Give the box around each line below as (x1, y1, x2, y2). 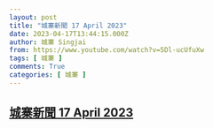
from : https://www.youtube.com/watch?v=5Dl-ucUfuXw (9, 46, 204, 55)
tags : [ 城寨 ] (9, 54, 63, 63)
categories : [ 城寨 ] (9, 71, 87, 79)
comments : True (9, 63, 66, 72)
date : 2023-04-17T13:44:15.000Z (9, 29, 129, 38)
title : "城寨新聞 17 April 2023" (9, 21, 128, 30)
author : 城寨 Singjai (9, 37, 87, 47)
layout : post (9, 12, 58, 22)
